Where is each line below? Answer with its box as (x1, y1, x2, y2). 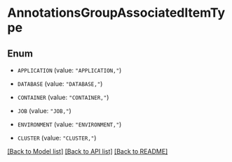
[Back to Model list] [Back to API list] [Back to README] (7, 147, 168, 155)
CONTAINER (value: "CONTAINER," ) (17, 93, 109, 101)
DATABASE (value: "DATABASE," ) (17, 80, 103, 88)
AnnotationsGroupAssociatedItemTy (7, 5, 226, 21)
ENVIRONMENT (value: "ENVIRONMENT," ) (17, 120, 122, 128)
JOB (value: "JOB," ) (17, 107, 71, 115)
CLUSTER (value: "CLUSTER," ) (17, 134, 97, 142)
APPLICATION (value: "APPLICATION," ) (17, 66, 122, 74)
